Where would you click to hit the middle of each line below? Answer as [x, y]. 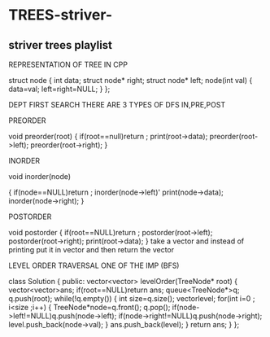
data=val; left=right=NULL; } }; [59, 89]
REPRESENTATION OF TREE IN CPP [68, 64]
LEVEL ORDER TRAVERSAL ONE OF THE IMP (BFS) [94, 265]
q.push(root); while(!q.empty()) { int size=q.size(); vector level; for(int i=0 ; [132, 298]
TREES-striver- [61, 15]
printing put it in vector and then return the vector [91, 249]
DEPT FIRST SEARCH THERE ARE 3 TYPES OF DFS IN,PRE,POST [117, 105]
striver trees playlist [60, 45]
